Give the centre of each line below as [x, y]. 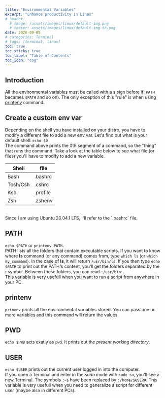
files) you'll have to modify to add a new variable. [55, 156]
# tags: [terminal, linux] [33, 42]
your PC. [14, 282]
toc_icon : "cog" [22, 60]
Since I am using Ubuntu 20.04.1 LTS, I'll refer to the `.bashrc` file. [71, 218]
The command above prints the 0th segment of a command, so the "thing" [81, 145]
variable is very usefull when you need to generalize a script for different [79, 385]
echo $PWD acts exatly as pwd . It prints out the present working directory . [78, 342]
